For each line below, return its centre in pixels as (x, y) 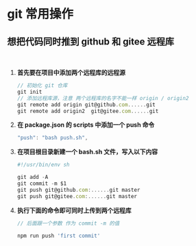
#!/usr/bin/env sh (43, 165)
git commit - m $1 (42, 184)
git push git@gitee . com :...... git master (77, 196)
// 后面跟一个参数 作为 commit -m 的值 (68, 223)
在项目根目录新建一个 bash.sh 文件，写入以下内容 (87, 152)
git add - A (33, 177)
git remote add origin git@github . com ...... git (86, 104)
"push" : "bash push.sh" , (52, 138)
